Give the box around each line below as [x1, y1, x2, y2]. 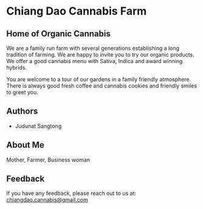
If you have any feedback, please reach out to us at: [6, 190, 137, 197]
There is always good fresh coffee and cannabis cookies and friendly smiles [6, 82, 198, 89]
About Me [6, 140, 44, 150]
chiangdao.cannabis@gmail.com [6, 196, 88, 204]
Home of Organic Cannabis [6, 29, 111, 39]
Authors [6, 106, 38, 117]
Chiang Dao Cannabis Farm [6, 4, 147, 18]
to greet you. [6, 89, 38, 95]
